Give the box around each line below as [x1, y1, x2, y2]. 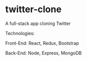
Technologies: [5, 30, 35, 36]
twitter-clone [5, 4, 62, 15]
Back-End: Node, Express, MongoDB [5, 50, 82, 56]
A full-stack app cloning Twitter [5, 20, 71, 26]
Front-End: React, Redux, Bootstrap [5, 40, 79, 46]
